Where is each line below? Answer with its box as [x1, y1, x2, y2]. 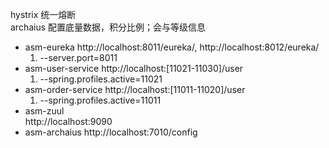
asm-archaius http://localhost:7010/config [24, 126, 198, 138]
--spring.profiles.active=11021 [39, 73, 163, 85]
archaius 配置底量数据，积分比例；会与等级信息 [10, 21, 207, 33]
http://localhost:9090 [24, 116, 113, 127]
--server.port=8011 [39, 52, 118, 63]
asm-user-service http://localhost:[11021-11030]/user [24, 63, 244, 74]
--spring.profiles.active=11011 [39, 94, 162, 106]
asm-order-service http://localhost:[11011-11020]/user [24, 84, 246, 95]
